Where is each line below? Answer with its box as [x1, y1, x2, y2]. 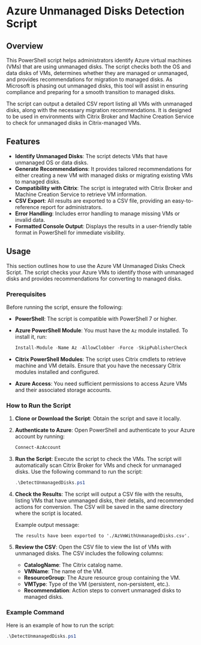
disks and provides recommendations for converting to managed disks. [6, 275, 182, 282]
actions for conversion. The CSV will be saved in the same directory [14, 503, 183, 510]
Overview [6, 41, 44, 51]
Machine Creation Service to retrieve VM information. [14, 191, 147, 198]
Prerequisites [6, 290, 46, 298]
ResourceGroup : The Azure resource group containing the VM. [23, 574, 181, 581]
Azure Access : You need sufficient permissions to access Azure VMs [14, 379, 188, 387]
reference [14, 203, 40, 210]
